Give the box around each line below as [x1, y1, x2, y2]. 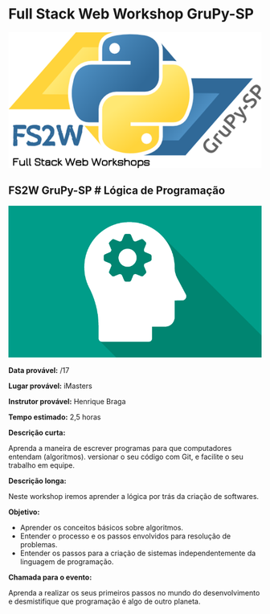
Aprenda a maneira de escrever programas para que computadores [8, 443, 232, 452]
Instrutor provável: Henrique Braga [8, 396, 126, 406]
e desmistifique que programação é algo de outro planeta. [8, 596, 201, 606]
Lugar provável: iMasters [8, 381, 92, 391]
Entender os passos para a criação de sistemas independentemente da [19, 548, 256, 558]
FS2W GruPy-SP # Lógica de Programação [8, 184, 226, 198]
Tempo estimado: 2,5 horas [8, 411, 101, 422]
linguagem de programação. [19, 556, 114, 567]
